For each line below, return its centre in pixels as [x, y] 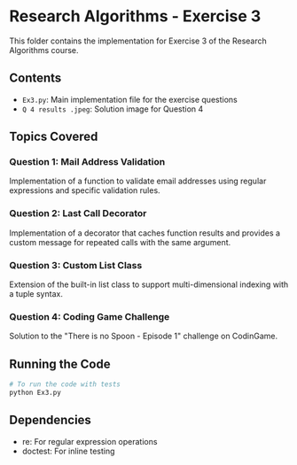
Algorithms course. [44, 50]
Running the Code [60, 364]
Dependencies [50, 420]
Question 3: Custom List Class [76, 265]
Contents [35, 78]
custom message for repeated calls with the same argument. [120, 242]
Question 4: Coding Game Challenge [90, 316]
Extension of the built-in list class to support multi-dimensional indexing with [149, 284]
